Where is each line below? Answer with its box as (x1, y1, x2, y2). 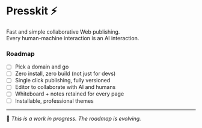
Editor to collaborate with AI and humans (14, 84, 116, 91)
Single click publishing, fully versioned (14, 77, 111, 84)
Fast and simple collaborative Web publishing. (6, 28, 120, 35)
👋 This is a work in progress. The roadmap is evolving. (6, 115, 141, 122)
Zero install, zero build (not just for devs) (14, 70, 116, 78)
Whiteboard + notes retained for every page (14, 90, 124, 97)
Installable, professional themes (14, 97, 94, 105)
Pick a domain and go (14, 63, 69, 70)
